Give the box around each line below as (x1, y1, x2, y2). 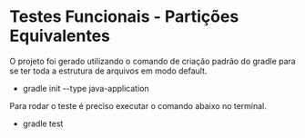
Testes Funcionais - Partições (9, 6, 239, 27)
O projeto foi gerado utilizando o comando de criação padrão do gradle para (9, 55, 296, 66)
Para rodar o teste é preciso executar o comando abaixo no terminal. (9, 100, 267, 111)
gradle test (22, 118, 64, 129)
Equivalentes (9, 25, 111, 46)
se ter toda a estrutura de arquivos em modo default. (9, 65, 208, 76)
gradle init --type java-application (22, 83, 149, 94)
